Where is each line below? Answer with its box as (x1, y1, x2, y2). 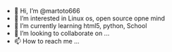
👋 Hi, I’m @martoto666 (13, 7, 80, 15)
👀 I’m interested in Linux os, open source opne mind (13, 14, 166, 22)
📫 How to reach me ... (13, 37, 80, 45)
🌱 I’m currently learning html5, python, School (13, 22, 147, 30)
